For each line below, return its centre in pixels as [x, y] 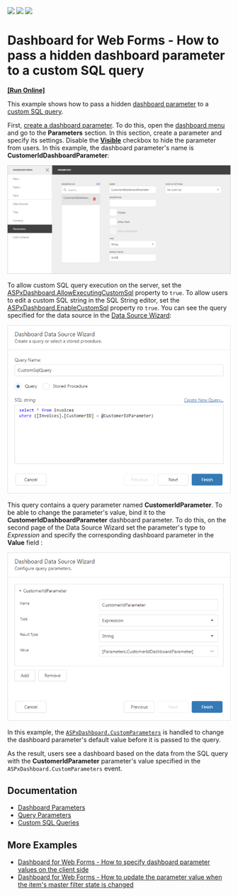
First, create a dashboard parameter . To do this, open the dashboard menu [116, 125]
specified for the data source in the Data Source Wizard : [90, 315]
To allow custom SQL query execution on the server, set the [95, 285]
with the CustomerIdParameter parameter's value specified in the [104, 761]
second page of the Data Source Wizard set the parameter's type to [106, 527]
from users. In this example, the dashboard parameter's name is [101, 147]
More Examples [42, 845]
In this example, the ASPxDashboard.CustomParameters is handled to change [116, 732]
